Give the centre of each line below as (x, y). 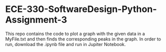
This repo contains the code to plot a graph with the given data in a (75, 33)
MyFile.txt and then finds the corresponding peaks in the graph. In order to (83, 39)
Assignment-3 (36, 20)
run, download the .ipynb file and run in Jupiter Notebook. (66, 44)
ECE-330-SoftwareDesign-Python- (81, 9)
